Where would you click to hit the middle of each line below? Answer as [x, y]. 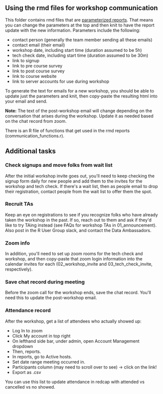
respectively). [19, 269]
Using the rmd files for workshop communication [81, 8]
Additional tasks [31, 151]
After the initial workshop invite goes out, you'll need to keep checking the [80, 176]
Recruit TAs [19, 204]
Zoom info [18, 243]
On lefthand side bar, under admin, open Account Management [76, 341]
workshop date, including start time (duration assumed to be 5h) [77, 50]
